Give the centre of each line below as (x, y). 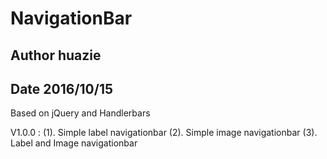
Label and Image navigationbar (74, 143)
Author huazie (56, 55)
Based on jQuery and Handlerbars (80, 113)
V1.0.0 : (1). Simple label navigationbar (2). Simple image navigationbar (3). (164, 133)
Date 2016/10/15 (62, 88)
